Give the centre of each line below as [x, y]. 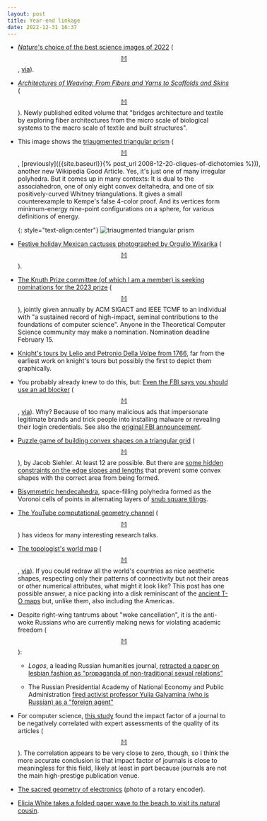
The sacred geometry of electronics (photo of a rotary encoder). [111, 789]
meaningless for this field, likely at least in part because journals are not [122, 768]
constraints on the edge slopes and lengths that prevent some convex [119, 470]
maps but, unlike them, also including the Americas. [100, 601]
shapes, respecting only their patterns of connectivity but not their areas [123, 579]
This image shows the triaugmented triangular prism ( [96, 142]
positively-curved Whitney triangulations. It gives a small [100, 194]
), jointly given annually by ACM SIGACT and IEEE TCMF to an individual [122, 310]
